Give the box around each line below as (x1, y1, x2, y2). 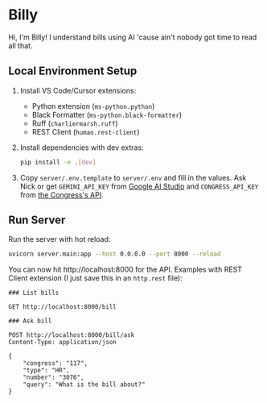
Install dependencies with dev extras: (19, 143, 144, 152)
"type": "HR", (23, 367, 70, 375)
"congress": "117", (23, 359, 88, 368)
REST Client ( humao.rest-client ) (31, 127, 140, 136)
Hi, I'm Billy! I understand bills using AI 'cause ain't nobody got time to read (8, 32, 257, 42)
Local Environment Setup (8, 64, 138, 78)
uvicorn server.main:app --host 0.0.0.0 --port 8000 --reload (8, 250, 221, 259)
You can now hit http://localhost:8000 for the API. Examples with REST (8, 264, 243, 275)
